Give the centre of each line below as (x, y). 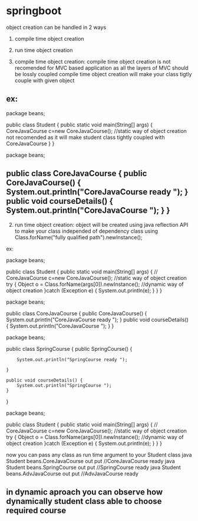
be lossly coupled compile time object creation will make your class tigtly (103, 74)
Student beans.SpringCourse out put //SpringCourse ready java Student (93, 467)
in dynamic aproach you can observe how (85, 492)
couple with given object (44, 80)
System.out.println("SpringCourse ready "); (72, 359)
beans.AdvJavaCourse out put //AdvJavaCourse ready (72, 473)
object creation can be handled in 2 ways (56, 27)
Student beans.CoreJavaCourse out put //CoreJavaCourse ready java (90, 461)
